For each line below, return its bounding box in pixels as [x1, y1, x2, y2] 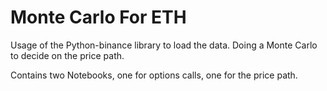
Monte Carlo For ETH [10, 6, 187, 29]
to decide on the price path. [10, 49, 125, 61]
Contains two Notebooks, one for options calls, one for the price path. [10, 69, 298, 81]
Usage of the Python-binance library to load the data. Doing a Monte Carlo [10, 39, 318, 51]
